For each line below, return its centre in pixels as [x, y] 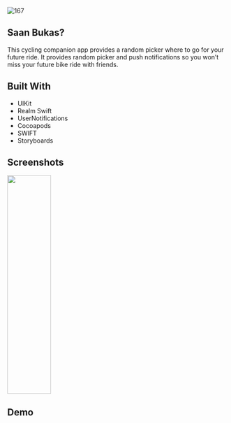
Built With [29, 86]
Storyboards [35, 141]
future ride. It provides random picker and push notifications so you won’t [113, 57]
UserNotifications [43, 118]
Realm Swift [35, 110]
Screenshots [36, 163]
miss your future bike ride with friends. [63, 64]
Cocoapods [34, 125]
